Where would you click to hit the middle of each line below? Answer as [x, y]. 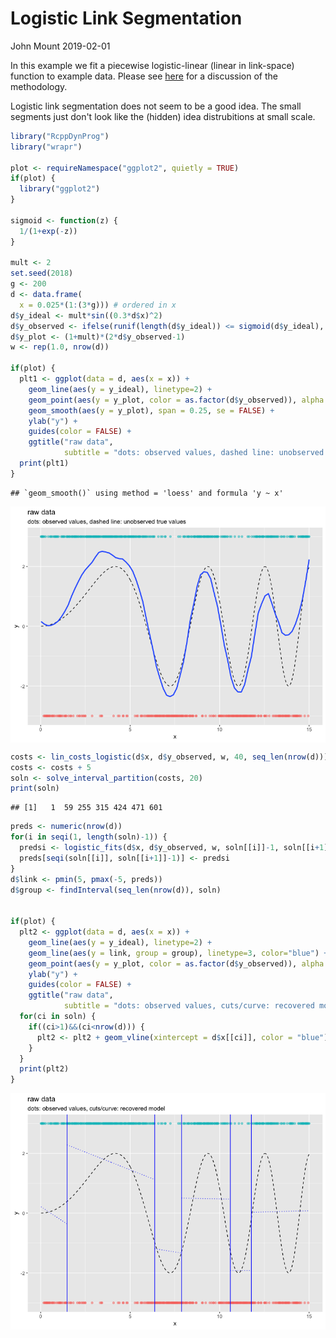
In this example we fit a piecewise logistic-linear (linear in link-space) [152, 65]
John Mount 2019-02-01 [60, 46]
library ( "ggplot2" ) [60, 189]
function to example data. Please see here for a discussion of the [144, 76]
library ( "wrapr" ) [46, 147]
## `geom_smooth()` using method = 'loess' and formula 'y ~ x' [147, 493]
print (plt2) [44, 1069]
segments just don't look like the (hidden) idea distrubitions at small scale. [163, 116]
